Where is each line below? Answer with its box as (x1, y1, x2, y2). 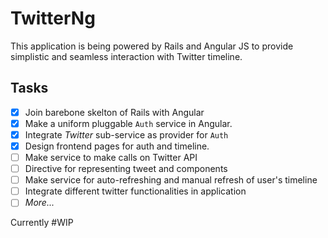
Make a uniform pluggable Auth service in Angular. (24, 117, 233, 129)
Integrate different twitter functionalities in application (24, 185, 247, 197)
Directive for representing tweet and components (24, 163, 228, 175)
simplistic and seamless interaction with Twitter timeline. (10, 50, 243, 62)
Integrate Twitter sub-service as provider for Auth (24, 128, 229, 141)
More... (24, 197, 55, 209)
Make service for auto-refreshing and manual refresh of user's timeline (24, 174, 318, 186)
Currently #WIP (10, 217, 74, 229)
